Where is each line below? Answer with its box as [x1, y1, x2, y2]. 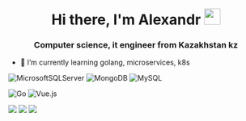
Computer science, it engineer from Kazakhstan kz [33, 40, 239, 51]
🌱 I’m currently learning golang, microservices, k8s [19, 57, 190, 68]
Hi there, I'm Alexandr [51, 10, 201, 29]
